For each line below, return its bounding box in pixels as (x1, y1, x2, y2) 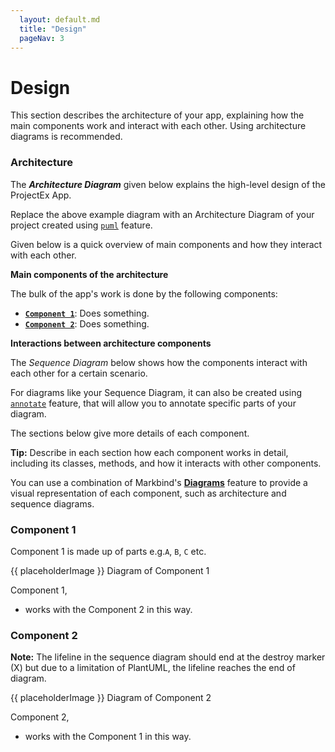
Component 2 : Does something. (24, 317, 150, 330)
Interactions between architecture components (10, 337, 212, 349)
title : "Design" (19, 24, 87, 34)
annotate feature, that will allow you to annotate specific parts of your (10, 397, 297, 409)
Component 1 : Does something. (24, 307, 150, 319)
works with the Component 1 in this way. (24, 731, 192, 743)
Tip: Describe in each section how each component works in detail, (10, 446, 289, 458)
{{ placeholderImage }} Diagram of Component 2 (10, 692, 212, 704)
